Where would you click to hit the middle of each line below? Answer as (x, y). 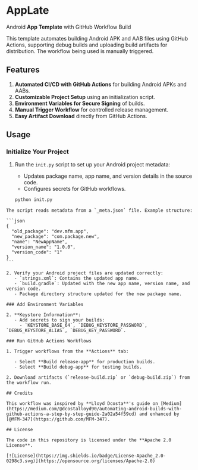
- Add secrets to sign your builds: (59, 320)
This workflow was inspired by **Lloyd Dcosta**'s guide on (82, 404)
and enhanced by (159, 414)
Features (23, 70)
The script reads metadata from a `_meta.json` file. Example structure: (100, 211)
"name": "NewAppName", (40, 242)
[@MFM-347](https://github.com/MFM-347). (58, 419)
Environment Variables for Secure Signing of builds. (80, 103)
